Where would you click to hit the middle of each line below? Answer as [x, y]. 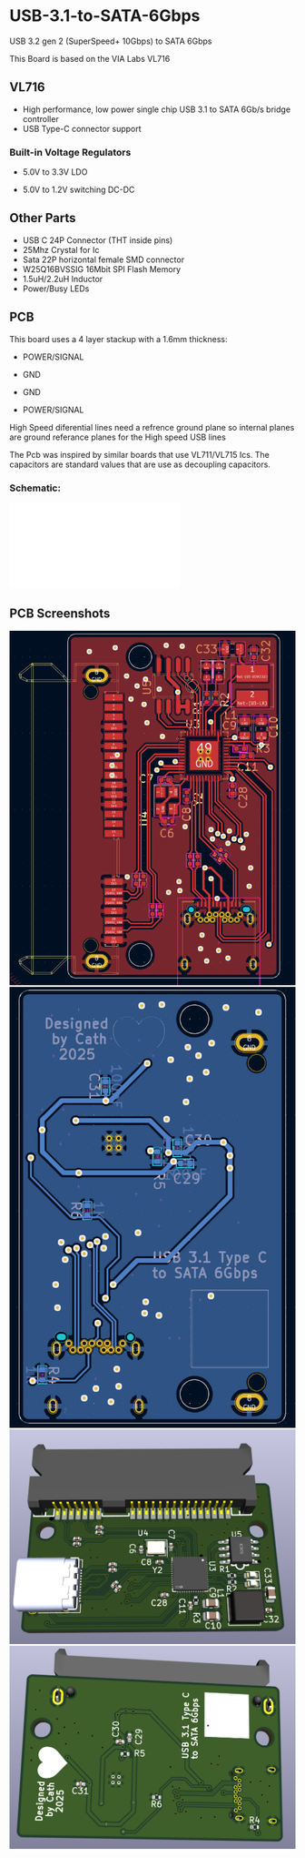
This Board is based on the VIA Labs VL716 [90, 58]
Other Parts [43, 218]
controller [40, 118]
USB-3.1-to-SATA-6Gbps [105, 16]
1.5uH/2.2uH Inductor [63, 279]
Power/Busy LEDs [56, 289]
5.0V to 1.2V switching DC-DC [79, 190]
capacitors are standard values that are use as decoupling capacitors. [140, 464]
